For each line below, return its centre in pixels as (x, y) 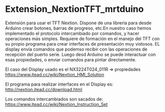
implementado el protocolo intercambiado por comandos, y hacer (72, 33)
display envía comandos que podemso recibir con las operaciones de (76, 49)
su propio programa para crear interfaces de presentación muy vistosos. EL (82, 44)
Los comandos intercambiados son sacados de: (54, 99)
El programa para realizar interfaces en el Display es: (59, 84)
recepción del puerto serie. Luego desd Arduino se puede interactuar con (81, 54)
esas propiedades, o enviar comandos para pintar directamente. (71, 59)
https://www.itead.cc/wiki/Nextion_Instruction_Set (56, 104)
